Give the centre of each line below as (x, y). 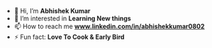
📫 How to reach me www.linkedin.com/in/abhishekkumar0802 (109, 26)
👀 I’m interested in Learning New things (72, 18)
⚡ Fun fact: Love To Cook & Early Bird (69, 37)
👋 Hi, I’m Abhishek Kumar (52, 11)
